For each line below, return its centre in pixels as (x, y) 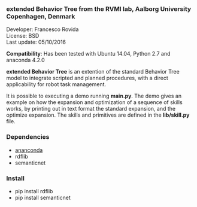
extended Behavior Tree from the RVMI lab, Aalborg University (99, 9)
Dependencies (28, 137)
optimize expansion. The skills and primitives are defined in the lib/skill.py (98, 115)
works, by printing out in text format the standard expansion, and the (91, 109)
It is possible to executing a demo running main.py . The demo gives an (94, 96)
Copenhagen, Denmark (41, 16)
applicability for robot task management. (56, 84)
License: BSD (23, 36)
